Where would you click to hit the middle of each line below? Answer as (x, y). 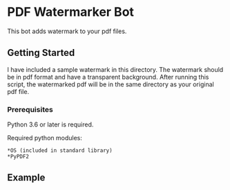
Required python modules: (45, 138)
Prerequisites (30, 109)
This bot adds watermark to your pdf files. (67, 31)
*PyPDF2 (18, 157)
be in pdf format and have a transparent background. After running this (108, 77)
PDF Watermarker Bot (71, 12)
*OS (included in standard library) (60, 151)
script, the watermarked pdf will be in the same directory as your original (111, 84)
